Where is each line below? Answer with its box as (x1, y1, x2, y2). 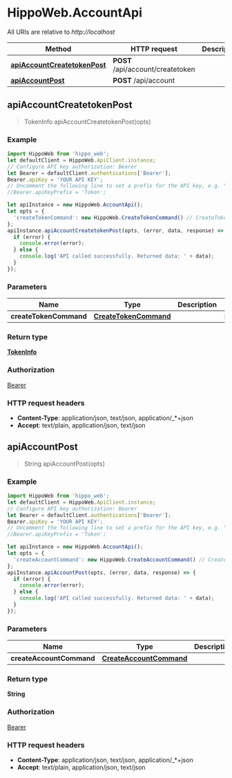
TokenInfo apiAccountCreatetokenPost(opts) (23, 117, 151, 126)
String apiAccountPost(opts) (23, 459, 106, 468)
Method (45, 44, 72, 53)
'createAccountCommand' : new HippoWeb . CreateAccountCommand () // (13, 556, 206, 563)
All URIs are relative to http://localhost (7, 28, 115, 36)
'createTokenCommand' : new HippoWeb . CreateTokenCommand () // (13, 214, 193, 221)
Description (177, 300, 217, 310)
